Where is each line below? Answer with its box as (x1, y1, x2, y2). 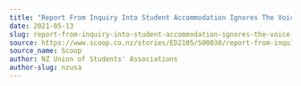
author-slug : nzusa (9, 64, 82, 73)
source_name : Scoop (9, 47, 82, 56)
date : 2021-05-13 (9, 21, 74, 30)
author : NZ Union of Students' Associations (9, 55, 178, 64)
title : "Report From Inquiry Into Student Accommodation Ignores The (9, 13, 275, 22)
